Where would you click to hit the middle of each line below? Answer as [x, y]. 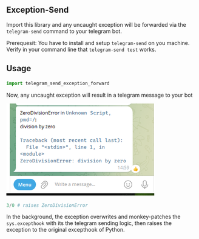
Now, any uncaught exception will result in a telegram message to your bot [99, 95]
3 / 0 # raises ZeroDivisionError [47, 205]
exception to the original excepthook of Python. [66, 230]
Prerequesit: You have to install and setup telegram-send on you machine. [98, 43]
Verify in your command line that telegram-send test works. [81, 49]
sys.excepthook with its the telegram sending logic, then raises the [89, 223]
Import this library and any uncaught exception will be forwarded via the [96, 24]
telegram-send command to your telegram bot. [64, 31]
